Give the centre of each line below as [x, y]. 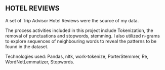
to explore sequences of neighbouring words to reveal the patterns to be [81, 41]
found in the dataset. [27, 46]
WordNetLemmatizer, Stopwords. [40, 62]
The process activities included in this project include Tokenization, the [79, 30]
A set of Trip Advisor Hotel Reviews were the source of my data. [72, 20]
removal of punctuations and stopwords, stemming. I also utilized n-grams [83, 36]
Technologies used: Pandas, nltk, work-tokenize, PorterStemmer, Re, [77, 56]
